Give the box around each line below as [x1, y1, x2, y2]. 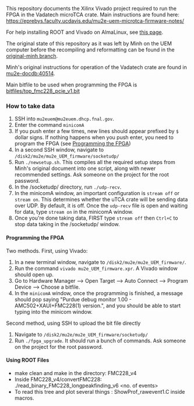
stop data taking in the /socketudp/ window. [14, 221, 120, 228]
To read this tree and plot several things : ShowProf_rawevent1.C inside [14, 388, 185, 395]
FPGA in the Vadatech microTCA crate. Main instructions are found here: [6, 11, 179, 18]
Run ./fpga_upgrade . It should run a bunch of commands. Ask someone [14, 337, 186, 344]
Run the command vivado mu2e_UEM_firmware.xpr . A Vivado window [14, 265, 178, 272]
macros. [14, 394, 34, 401]
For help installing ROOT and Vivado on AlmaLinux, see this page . [6, 29, 164, 36]
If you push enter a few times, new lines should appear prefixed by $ [14, 128, 179, 135]
